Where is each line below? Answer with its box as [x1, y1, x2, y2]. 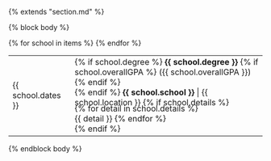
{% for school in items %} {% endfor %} [8, 38, 142, 48]
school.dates [12, 90, 62, 100]
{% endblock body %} [8, 144, 82, 153]
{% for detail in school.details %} [74, 103, 199, 114]
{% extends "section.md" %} [8, 7, 105, 16]
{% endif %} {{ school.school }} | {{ [74, 87, 208, 98]
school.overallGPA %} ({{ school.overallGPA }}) [74, 66, 252, 78]
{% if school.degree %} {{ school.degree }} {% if [74, 57, 259, 67]
